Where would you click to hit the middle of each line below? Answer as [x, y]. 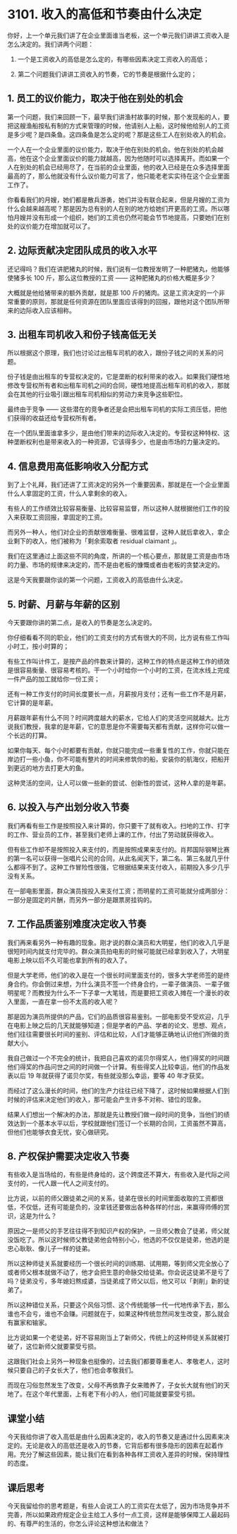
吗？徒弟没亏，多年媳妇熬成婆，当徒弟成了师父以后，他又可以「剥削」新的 [115, 1282]
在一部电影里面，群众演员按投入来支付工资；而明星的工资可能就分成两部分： [119, 891]
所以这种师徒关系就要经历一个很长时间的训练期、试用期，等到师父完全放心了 [119, 1264]
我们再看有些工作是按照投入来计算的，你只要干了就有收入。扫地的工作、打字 [119, 825]
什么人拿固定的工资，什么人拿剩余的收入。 [69, 494]
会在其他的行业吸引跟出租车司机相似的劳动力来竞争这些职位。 [97, 394]
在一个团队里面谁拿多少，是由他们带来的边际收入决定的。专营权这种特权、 [115, 433]
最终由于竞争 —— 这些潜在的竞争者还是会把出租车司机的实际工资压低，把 [114, 409]
